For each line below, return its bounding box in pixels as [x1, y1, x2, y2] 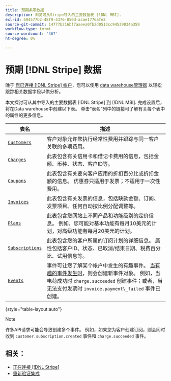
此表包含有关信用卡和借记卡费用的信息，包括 [46, 152, 154, 160]
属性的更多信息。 [9, 112, 46, 118]
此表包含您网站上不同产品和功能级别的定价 [46, 212, 149, 219]
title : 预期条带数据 [5, 7, 44, 13]
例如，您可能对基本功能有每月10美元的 [58, 219, 152, 227]
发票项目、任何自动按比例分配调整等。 [46, 203, 139, 210]
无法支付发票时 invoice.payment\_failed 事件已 [46, 285, 161, 292]
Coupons [8, 177, 26, 184]
